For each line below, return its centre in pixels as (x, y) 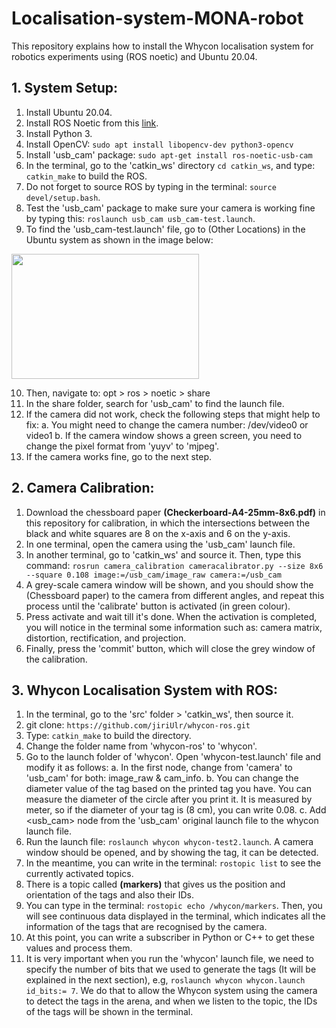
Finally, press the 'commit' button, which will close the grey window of (170, 648)
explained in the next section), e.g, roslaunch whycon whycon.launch (165, 980)
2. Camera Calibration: (83, 488)
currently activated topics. (79, 874)
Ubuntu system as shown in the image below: (119, 239)
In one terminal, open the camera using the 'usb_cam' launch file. (160, 544)
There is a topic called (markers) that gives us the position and (155, 884)
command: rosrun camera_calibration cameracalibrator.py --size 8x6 (174, 565)
